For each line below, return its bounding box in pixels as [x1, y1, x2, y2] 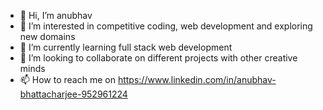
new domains [19, 31, 76, 42]
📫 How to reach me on [19, 74, 116, 85]
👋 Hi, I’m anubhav [19, 10, 93, 21]
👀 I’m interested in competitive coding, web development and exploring [19, 20, 313, 32]
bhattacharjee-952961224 [19, 88, 128, 100]
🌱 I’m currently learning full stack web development [19, 41, 233, 53]
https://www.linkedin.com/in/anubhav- [117, 74, 277, 85]
